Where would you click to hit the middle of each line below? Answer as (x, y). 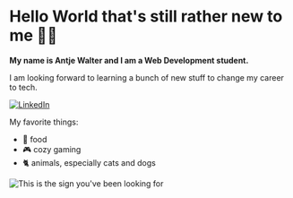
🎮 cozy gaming (52, 149)
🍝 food (34, 139)
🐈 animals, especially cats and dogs (89, 162)
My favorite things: (44, 122)
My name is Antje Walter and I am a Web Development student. (129, 60)
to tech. (23, 87)
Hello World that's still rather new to (146, 17)
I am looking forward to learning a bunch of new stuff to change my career (147, 77)
